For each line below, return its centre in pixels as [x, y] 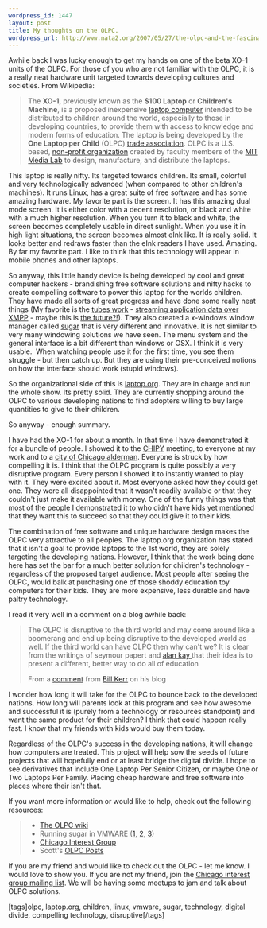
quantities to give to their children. [64, 410]
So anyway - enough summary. [60, 425]
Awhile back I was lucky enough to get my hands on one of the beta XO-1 [128, 60]
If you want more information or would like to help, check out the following [130, 802]
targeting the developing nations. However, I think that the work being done [132, 557]
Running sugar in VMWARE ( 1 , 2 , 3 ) [97, 834]
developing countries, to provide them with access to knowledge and [141, 126]
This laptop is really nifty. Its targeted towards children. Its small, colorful [127, 176]
